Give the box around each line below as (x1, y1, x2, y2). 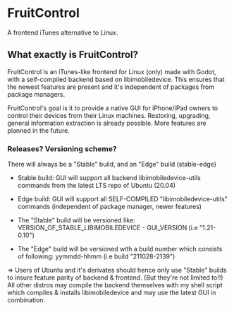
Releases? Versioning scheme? (7, 143, 118, 153)
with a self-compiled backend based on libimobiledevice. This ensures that (7, 75, 226, 83)
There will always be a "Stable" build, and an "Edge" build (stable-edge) (7, 160, 217, 169)
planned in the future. (7, 126, 70, 135)
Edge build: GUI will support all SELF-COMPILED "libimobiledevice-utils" (17, 195, 228, 203)
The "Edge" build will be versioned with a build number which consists (17, 245, 223, 254)
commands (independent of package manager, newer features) (17, 203, 202, 211)
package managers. (7, 90, 66, 98)
